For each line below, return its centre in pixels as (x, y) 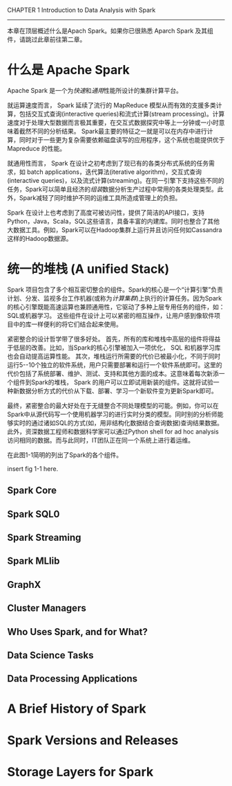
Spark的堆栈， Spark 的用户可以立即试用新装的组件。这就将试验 (122, 382)
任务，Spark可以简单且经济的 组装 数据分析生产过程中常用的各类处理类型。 (112, 189)
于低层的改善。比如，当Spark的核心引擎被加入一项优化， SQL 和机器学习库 (114, 347)
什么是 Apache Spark (68, 70)
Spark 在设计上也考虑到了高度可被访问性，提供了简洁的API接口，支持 (106, 212)
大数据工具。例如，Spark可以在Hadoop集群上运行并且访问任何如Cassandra (115, 230)
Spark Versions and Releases (93, 740)
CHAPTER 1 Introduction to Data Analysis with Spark (81, 10)
